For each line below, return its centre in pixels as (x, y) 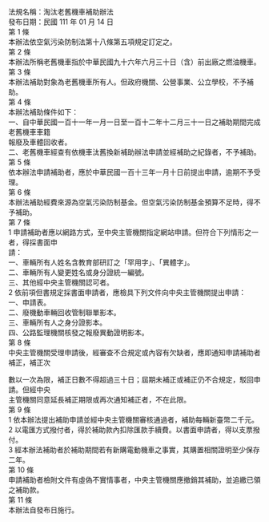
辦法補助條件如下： (46, 112)
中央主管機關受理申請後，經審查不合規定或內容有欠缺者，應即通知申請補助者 (134, 352)
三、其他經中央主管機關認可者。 (61, 282)
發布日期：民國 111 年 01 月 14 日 (61, 22)
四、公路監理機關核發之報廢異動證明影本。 (78, 332)
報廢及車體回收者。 (40, 142)
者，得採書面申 (33, 242)
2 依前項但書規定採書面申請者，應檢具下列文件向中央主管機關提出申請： (127, 292)
